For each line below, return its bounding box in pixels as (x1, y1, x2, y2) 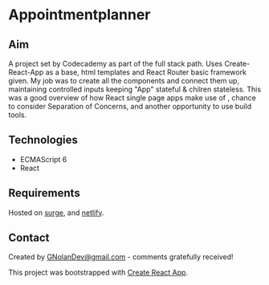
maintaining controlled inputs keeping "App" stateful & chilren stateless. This (8, 84, 262, 94)
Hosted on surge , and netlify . (8, 207, 104, 218)
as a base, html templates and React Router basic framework (45, 67, 247, 77)
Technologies (8, 133, 79, 147)
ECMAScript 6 (19, 154, 67, 164)
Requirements (8, 186, 80, 200)
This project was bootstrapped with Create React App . (8, 267, 189, 278)
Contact (8, 231, 50, 245)
